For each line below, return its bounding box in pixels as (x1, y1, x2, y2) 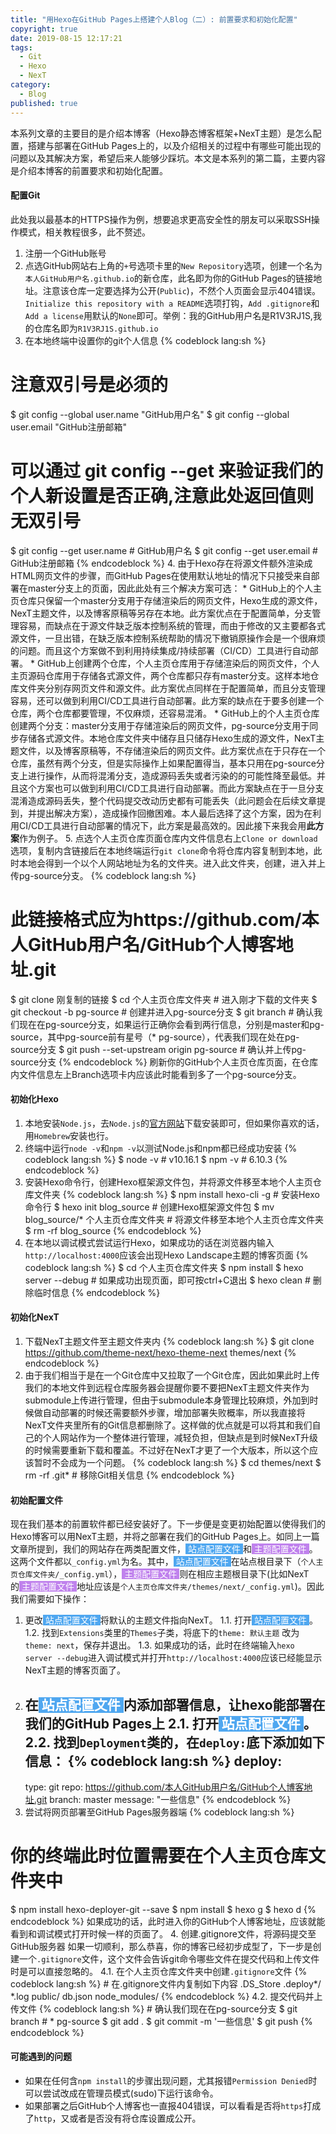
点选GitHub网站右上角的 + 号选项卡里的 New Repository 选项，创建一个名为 (24, 259, 323, 271)
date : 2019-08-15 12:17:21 (10, 33, 123, 43)
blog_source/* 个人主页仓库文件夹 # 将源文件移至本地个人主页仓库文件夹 (24, 1213, 325, 1225)
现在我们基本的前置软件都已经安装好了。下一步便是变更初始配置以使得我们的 (10, 1518, 326, 1530)
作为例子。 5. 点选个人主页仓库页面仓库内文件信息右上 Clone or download (19, 832, 318, 844)
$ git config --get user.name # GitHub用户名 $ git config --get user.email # (10, 544, 318, 556)
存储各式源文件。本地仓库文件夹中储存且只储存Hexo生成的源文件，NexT (18, 732, 317, 744)
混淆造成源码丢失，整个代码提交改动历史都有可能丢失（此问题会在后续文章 (10, 794, 317, 806)
